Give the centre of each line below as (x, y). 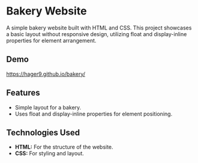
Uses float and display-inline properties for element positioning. (94, 114)
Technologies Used (43, 133)
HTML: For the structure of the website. (64, 147)
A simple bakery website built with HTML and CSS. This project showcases (99, 28)
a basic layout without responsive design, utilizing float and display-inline (97, 34)
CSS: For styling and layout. (49, 153)
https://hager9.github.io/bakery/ (46, 74)
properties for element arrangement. (51, 40)
